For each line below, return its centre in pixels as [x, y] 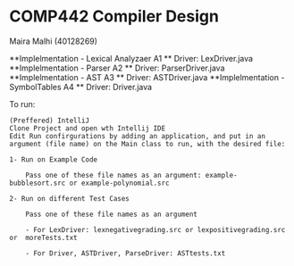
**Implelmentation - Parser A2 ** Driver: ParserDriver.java [117, 68]
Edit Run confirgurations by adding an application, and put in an [138, 136]
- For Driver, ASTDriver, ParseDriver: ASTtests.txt [126, 253]
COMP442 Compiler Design [114, 17]
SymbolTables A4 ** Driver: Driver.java [81, 87]
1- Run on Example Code [54, 159]
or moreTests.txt [43, 237]
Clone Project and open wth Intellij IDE [88, 128]
